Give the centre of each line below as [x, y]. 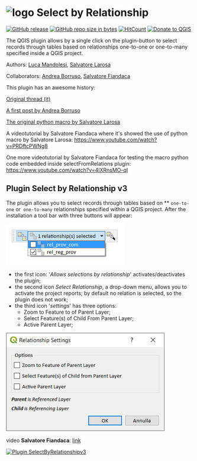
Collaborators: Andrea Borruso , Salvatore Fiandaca [68, 76]
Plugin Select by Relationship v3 [67, 188]
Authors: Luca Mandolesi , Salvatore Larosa [59, 65]
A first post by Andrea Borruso [43, 110]
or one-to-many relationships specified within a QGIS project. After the [101, 209]
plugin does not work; [41, 299]
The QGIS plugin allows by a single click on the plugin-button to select [92, 40]
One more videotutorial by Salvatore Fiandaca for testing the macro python [97, 157]
